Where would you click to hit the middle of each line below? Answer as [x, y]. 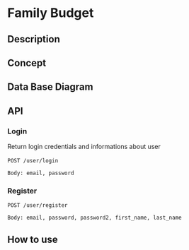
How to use [33, 239]
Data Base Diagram [50, 87]
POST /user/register [38, 206]
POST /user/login [33, 161]
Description [34, 39]
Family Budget [51, 13]
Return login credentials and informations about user [84, 147]
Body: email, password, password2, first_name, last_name [94, 218]
